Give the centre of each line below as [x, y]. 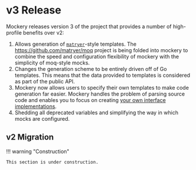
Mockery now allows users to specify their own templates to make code [102, 87]
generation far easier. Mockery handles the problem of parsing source [100, 94]
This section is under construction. [52, 162]
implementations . [36, 106]
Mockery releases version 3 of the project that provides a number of [89, 26]
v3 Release [34, 10]
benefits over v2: [44, 32]
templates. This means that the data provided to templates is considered [102, 75]
